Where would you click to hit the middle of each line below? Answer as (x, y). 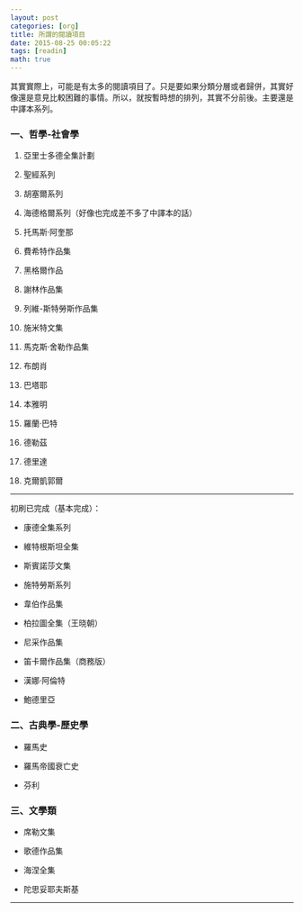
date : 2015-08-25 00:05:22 (61, 43)
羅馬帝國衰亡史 (51, 765)
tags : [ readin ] (39, 51)
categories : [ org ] (45, 26)
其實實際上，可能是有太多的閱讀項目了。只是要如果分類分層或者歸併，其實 (148, 86)
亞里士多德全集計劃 (59, 156)
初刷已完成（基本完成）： (56, 509)
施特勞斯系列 (47, 585)
